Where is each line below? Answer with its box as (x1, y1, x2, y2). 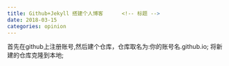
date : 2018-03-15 (7, 16, 57, 23)
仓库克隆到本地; (19, 51, 64, 59)
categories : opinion (7, 23, 67, 30)
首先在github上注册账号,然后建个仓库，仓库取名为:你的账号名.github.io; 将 (7, 43, 217, 51)
